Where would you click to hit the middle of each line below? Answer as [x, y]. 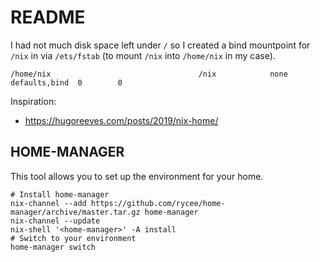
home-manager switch [53, 247]
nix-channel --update [55, 221]
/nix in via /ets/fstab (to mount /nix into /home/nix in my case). [143, 55]
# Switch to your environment [73, 238]
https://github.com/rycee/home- [158, 203]
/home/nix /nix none [149, 74]
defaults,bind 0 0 [66, 82]
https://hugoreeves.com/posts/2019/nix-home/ [121, 120]
